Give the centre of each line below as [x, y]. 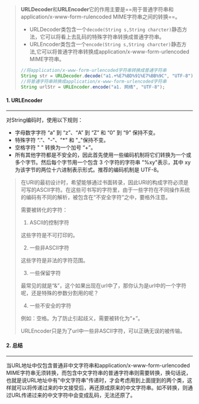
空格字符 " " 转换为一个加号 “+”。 [55, 147]
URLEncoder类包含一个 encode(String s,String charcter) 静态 [105, 44]
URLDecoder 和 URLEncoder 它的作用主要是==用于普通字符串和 [97, 9]
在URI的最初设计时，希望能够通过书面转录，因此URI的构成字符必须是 [105, 182]
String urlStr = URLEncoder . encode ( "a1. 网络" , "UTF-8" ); [93, 87]
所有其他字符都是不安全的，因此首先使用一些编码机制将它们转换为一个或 [103, 154]
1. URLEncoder [24, 100]
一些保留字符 [45, 273]
